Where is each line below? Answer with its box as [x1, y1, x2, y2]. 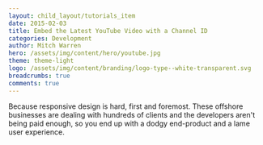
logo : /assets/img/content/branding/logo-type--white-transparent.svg [8, 64, 252, 72]
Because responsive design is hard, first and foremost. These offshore [8, 101, 244, 111]
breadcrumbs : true [8, 72, 70, 80]
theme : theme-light [8, 57, 74, 65]
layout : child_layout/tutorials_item [8, 11, 136, 20]
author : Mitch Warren [8, 42, 82, 50]
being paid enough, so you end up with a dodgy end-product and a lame [8, 118, 251, 128]
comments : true [8, 79, 60, 87]
